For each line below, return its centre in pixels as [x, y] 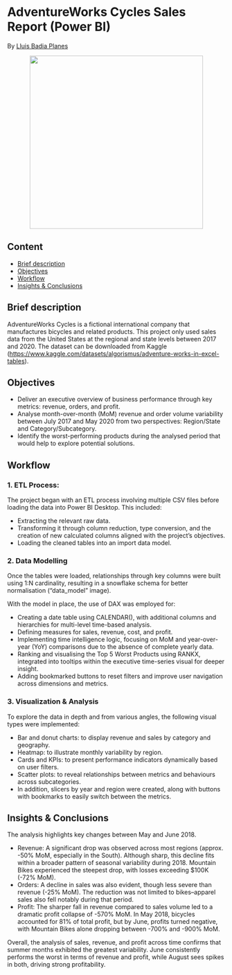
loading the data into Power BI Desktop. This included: [84, 508]
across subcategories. [49, 781]
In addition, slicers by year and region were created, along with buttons [119, 789]
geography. [34, 744]
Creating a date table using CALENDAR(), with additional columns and [117, 618]
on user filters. [38, 767]
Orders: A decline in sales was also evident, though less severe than [115, 885]
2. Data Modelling [37, 560]
